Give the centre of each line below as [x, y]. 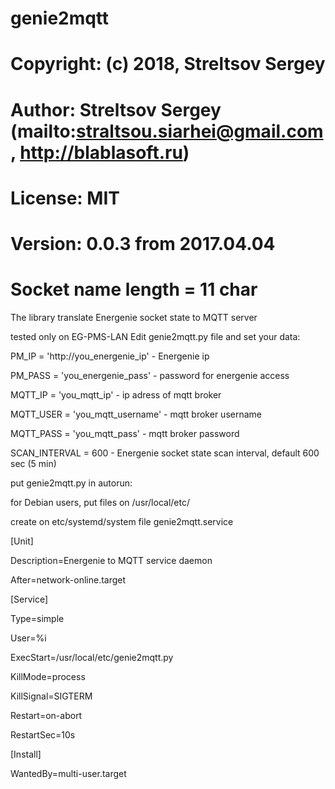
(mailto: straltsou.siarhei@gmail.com [167, 131]
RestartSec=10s [43, 734]
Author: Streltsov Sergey [116, 109]
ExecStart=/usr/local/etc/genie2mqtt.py [92, 657]
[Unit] [22, 541]
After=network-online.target [68, 579]
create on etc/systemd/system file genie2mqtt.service [122, 521]
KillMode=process [48, 676]
